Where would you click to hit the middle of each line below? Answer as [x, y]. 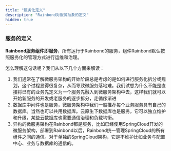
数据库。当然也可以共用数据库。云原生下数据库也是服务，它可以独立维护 [89, 111]
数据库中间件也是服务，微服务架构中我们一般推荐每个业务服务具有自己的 [89, 105]
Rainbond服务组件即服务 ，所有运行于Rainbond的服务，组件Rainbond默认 [83, 51]
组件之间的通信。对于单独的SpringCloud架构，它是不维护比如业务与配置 [89, 137]
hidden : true [19, 20]
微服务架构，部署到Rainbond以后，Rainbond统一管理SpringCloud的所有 [89, 130]
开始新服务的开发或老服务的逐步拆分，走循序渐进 [64, 98]
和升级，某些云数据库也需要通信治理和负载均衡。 [64, 117]
